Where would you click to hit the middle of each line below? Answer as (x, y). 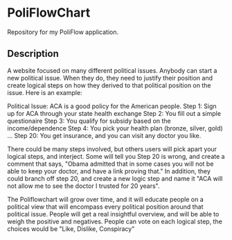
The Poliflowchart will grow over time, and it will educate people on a (106, 199)
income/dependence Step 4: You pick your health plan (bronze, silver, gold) (115, 128)
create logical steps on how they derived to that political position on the (109, 85)
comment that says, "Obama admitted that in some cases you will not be (110, 164)
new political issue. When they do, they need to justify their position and (110, 78)
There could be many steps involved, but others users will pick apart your (112, 149)
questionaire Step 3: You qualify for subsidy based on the (89, 121)
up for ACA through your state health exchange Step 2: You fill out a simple (114, 113)
